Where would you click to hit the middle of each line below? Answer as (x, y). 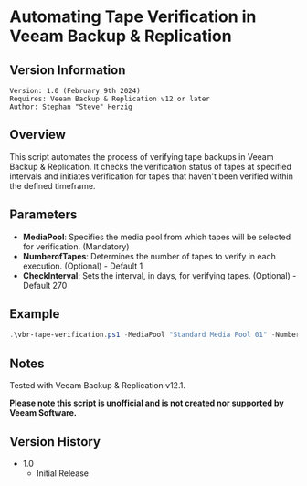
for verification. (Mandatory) (76, 246)
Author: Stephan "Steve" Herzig (71, 107)
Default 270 (45, 285)
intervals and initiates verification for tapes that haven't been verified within (152, 176)
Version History (55, 442)
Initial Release (63, 473)
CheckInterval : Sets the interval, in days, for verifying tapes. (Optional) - (159, 275)
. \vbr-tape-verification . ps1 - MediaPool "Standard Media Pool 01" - (143, 335)
